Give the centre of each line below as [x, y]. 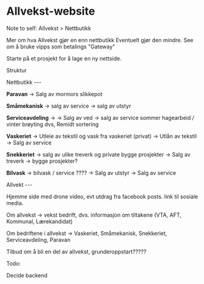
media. [15, 203]
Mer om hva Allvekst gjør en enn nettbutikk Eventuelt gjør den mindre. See [100, 40]
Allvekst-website [51, 11]
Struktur [16, 70]
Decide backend [27, 275]
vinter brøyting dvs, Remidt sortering [53, 124]
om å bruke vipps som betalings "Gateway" [61, 47]
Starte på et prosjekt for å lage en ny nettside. [64, 58]
